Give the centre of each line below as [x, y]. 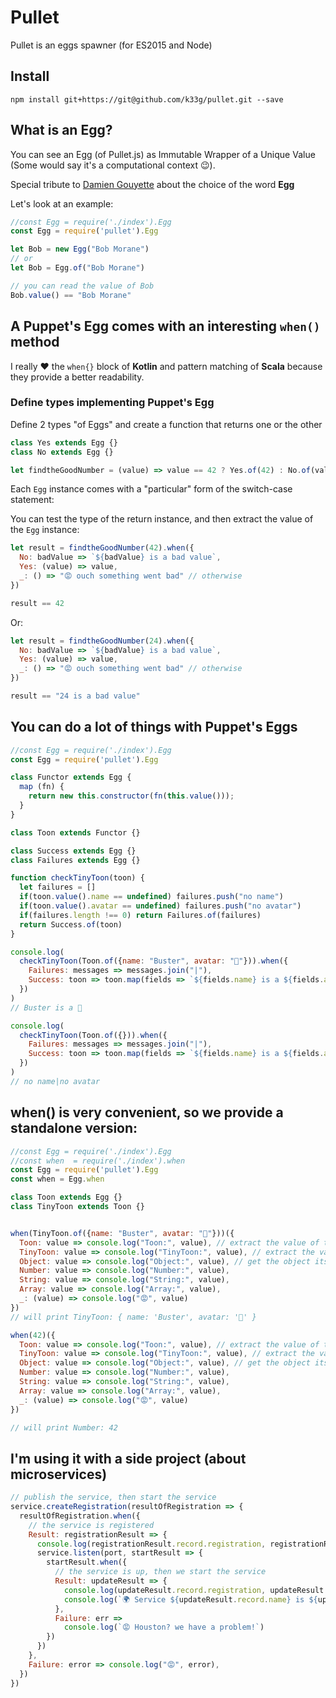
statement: [32, 500]
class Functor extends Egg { [71, 777]
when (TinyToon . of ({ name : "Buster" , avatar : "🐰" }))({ [122, 1233]
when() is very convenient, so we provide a [147, 1112]
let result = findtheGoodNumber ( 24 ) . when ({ [102, 641]
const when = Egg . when [57, 1179]
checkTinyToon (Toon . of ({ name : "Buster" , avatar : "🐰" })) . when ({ [154, 961]
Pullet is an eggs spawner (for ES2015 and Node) [111, 45]
